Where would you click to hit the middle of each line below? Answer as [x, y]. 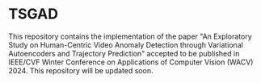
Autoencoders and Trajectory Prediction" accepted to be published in [124, 53]
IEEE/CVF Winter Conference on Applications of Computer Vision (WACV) [131, 62]
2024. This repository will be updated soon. [81, 70]
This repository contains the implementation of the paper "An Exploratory [130, 36]
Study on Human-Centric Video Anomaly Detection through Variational [126, 44]
